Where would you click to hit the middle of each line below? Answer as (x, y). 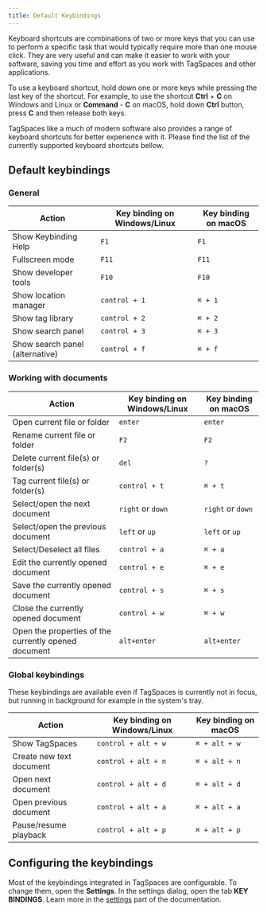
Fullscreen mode (43, 259)
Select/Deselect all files (56, 549)
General (24, 193)
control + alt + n (132, 761)
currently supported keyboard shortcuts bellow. (86, 145)
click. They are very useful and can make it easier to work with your (119, 55)
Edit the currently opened (60, 562)
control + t (141, 485)
